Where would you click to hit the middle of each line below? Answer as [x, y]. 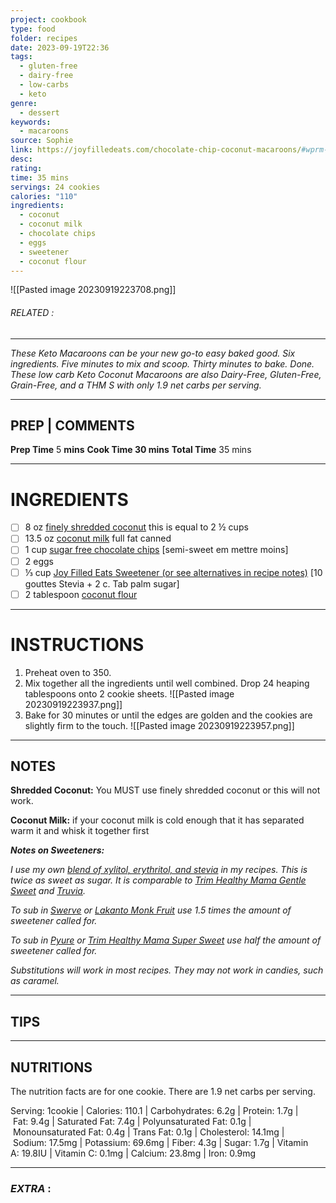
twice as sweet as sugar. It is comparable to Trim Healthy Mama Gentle [158, 880]
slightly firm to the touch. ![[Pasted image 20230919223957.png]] [159, 725]
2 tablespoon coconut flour [81, 594]
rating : [26, 168]
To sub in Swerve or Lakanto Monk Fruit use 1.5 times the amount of [151, 910]
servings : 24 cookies [55, 187]
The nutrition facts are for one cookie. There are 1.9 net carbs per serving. [163, 1092]
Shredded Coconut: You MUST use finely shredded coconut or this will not [165, 790]
